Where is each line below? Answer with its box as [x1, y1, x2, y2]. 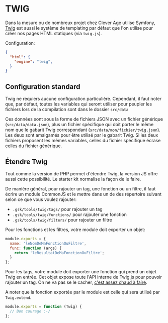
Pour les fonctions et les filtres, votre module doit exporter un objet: [5, 227, 145, 233]
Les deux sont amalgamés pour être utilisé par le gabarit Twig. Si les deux [5, 132, 158, 138]
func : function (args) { [10, 246, 62, 251]
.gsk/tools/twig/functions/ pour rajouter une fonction [12, 211, 127, 218]
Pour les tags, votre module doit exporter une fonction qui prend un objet [5, 269, 157, 275]
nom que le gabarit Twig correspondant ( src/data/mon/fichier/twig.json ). [5, 127, 161, 133]
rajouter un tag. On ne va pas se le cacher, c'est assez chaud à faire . [5, 279, 147, 285]
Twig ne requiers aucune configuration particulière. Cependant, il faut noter [5, 96, 162, 102]
